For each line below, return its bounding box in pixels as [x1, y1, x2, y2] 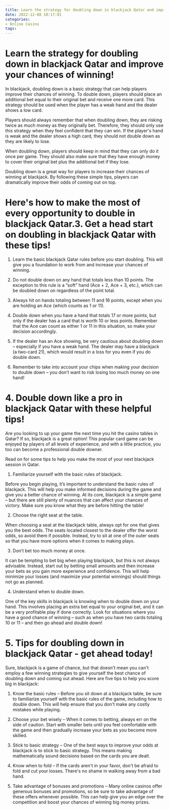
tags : [5, 26, 17, 31]
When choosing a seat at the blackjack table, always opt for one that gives [5, 522, 159, 528]
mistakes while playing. [12, 706, 61, 712]
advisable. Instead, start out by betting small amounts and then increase [5, 562, 155, 569]
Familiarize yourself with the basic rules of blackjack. [12, 471, 123, 477]
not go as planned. [5, 578, 44, 584]
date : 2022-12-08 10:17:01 [5, 12, 62, 17]
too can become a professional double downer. [5, 446, 103, 452]
